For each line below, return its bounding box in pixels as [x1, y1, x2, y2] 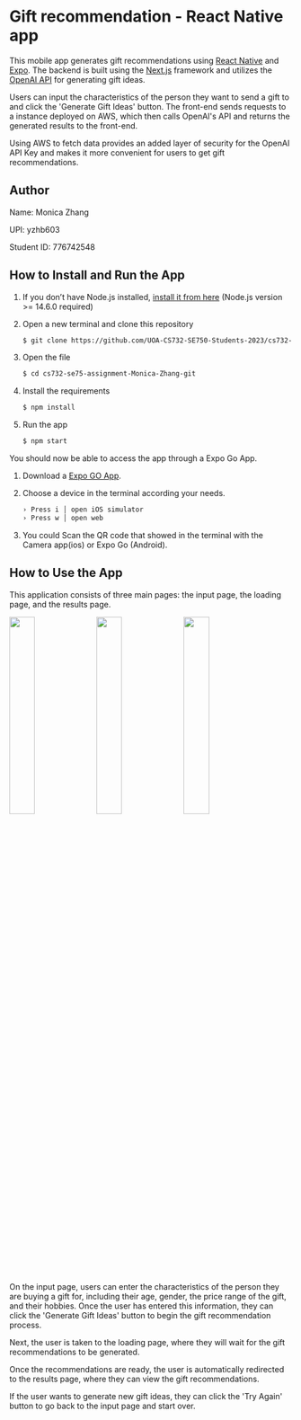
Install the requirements [22, 386, 111, 396]
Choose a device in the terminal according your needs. [22, 488, 226, 499]
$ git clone [22, 335, 67, 345]
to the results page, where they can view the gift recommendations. [9, 1373, 260, 1384]
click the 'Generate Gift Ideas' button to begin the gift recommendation [9, 1309, 271, 1320]
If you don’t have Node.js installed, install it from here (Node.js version [22, 291, 283, 302]
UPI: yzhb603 [9, 224, 60, 235]
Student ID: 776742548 [9, 241, 96, 253]
